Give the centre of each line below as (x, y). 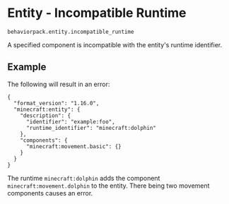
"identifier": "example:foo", (70, 121)
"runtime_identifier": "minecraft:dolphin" (91, 128)
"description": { (46, 115)
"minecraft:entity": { (47, 109)
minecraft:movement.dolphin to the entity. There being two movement (108, 186)
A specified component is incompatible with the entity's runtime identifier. (115, 44)
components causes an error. (50, 193)
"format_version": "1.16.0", (57, 103)
